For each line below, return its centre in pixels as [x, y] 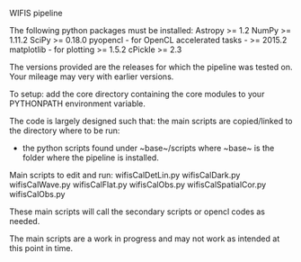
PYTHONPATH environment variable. [78, 104]
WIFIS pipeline [36, 13]
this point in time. [41, 248]
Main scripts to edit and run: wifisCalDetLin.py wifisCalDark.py [125, 175]
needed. [25, 221]
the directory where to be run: [65, 131]
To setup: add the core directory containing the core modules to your [137, 94]
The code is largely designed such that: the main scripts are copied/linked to [151, 121]
